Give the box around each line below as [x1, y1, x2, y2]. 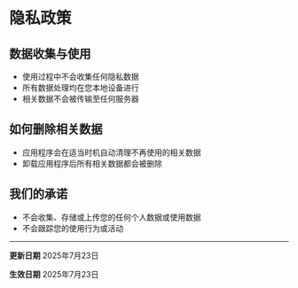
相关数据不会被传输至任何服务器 [21, 94, 139, 104]
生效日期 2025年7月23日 [9, 269, 99, 279]
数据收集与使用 [9, 46, 91, 61]
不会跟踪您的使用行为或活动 [21, 222, 124, 233]
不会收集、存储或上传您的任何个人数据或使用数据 [21, 212, 201, 222]
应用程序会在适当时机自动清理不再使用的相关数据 [21, 147, 201, 158]
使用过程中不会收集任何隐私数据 [21, 72, 139, 82]
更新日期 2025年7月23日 [9, 250, 99, 261]
